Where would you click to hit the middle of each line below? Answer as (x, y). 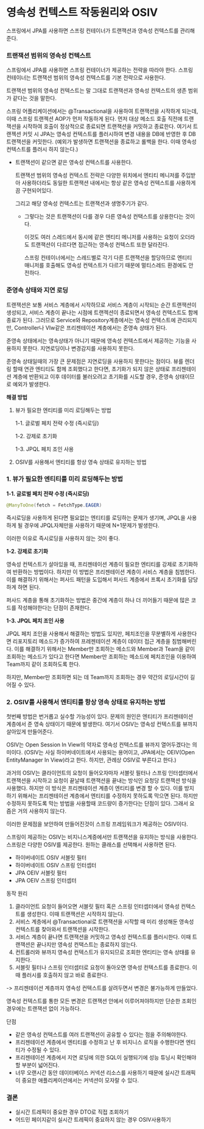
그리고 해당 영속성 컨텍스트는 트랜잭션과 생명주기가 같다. (82, 204)
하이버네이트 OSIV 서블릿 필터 (51, 857)
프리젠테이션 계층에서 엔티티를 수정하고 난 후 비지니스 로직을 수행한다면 (100, 1042)
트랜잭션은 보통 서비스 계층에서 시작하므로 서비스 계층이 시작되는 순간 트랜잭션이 (101, 305)
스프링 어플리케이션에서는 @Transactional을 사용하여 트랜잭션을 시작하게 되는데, (102, 111)
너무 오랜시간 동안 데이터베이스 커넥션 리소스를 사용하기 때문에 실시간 (97, 1073)
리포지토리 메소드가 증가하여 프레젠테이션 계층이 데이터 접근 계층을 (91, 641)
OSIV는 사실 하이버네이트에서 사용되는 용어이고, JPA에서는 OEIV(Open (110, 752)
